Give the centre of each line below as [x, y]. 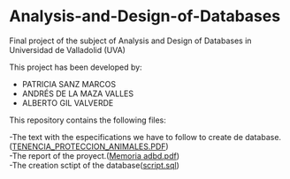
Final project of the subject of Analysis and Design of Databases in [130, 41]
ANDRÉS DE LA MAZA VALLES [78, 93]
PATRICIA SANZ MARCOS [69, 84]
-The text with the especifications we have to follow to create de [126, 137]
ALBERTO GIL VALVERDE [68, 102]
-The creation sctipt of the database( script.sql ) [94, 165]
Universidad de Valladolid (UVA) [68, 49]
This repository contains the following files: [88, 120]
